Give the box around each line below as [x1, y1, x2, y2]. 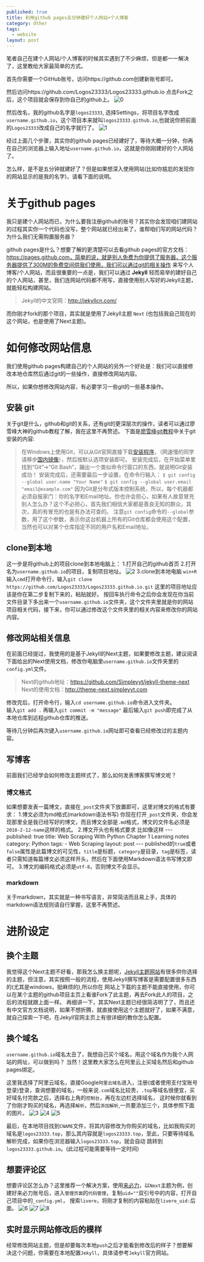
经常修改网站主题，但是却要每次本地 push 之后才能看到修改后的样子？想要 [6, 1241, 188, 1249]
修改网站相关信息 [6, 633, 70, 643]
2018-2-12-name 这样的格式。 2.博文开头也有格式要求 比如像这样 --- [6, 826, 173, 834]
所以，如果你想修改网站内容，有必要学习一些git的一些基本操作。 [6, 383, 167, 390]
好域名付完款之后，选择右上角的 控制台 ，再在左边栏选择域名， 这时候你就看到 [6, 1094, 197, 1101]
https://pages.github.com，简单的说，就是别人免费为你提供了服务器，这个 [6, 253, 192, 261]
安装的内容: [6, 435, 35, 442]
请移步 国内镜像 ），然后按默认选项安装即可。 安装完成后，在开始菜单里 [21, 455, 196, 463]
